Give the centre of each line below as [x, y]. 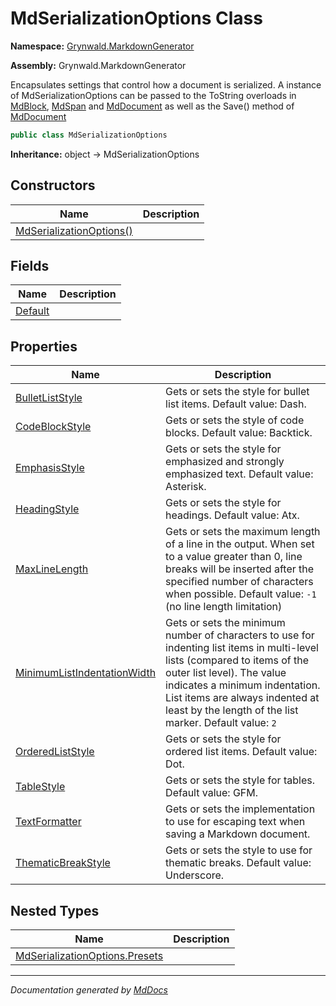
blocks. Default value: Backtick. [239, 433]
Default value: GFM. [212, 793]
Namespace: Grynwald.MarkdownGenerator [102, 46]
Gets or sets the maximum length [243, 532]
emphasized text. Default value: [239, 474]
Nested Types [55, 910]
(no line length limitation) [224, 607]
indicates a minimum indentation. [243, 685]
